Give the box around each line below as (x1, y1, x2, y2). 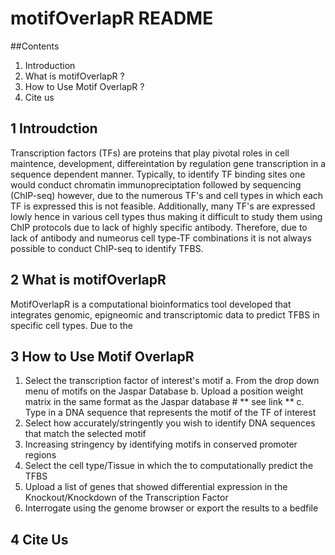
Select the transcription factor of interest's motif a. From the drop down (24, 375, 320, 387)
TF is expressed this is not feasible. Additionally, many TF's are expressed (10, 200, 316, 212)
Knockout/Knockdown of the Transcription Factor (24, 492, 229, 504)
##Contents (10, 40, 60, 52)
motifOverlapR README (10, 7, 214, 30)
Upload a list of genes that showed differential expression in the (24, 481, 288, 493)
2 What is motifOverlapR (10, 272, 167, 289)
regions (24, 449, 57, 461)
